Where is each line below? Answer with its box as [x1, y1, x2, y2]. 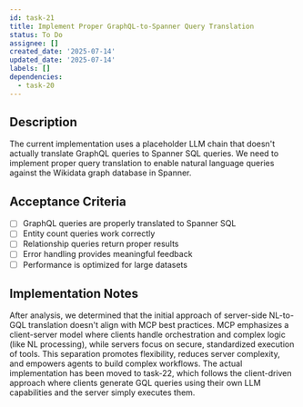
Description [9, 114, 77, 130]
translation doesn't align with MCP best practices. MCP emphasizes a [28, 320, 289, 331]
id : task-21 [9, 13, 55, 23]
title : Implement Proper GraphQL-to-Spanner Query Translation [9, 22, 255, 31]
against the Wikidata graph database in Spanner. [9, 167, 192, 178]
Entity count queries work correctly [22, 228, 156, 239]
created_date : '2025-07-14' [9, 47, 116, 56]
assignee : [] [9, 38, 59, 48]
